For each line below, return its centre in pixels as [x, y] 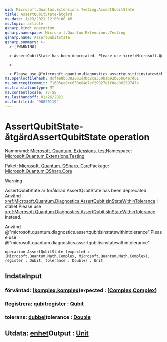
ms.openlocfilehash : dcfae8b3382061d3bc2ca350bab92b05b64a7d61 [72, 79]
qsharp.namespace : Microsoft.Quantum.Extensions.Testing [65, 33]
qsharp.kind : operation [30, 28]
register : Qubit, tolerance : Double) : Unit [54, 261]
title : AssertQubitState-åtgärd [39, 14]
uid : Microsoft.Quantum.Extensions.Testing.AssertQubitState [70, 10]
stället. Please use [23, 206]
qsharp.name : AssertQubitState [38, 38]
